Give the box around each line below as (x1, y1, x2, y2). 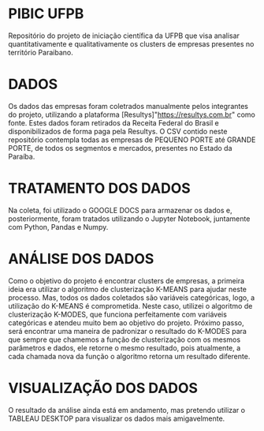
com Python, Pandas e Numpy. (8, 222, 109, 231)
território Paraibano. (8, 47, 73, 57)
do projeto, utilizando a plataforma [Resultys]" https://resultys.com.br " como (8, 110, 256, 119)
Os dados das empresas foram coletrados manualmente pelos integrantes (8, 101, 249, 111)
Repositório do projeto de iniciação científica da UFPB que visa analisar (8, 31, 240, 40)
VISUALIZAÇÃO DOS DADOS (8, 379, 199, 397)
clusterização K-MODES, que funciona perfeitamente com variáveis (8, 309, 227, 319)
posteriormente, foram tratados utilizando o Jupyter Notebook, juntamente (8, 214, 251, 223)
